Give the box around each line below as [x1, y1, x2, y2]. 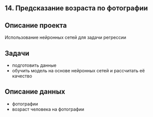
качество [12, 73, 32, 79]
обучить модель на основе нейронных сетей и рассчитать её [12, 68, 145, 74]
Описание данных [5, 87, 65, 96]
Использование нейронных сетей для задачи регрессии [5, 35, 126, 41]
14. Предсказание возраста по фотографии [5, 4, 148, 13]
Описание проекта [5, 21, 67, 30]
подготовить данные [12, 62, 57, 68]
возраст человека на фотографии [12, 106, 85, 112]
